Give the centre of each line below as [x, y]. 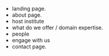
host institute [28, 21]
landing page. [29, 9]
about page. [27, 15]
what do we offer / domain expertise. [57, 27]
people [21, 34]
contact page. [29, 46]
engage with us [31, 40]
